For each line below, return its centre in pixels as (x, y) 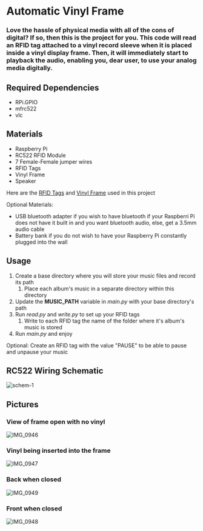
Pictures (22, 404)
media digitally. (29, 68)
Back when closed (34, 479)
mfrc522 (26, 109)
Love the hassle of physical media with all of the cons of (90, 30)
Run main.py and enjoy (44, 333)
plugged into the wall (41, 242)
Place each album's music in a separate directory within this (99, 289)
